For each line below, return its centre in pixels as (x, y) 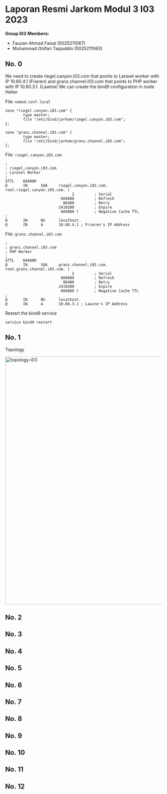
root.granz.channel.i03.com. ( (38, 269)
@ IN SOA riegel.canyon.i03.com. (56, 185)
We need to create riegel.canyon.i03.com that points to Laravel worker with (82, 76)
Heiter (11, 92)
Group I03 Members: (27, 33)
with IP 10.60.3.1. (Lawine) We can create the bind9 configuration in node (80, 87)
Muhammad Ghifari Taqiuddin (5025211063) (57, 48)
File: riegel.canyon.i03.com (34, 155)
